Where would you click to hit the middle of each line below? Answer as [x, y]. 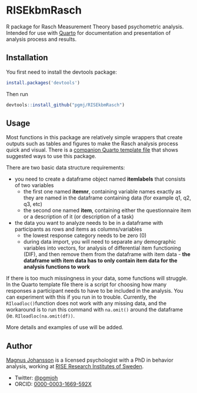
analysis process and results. [41, 39]
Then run [17, 94]
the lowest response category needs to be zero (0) [85, 235]
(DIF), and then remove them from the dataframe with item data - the [107, 254]
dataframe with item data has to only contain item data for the [100, 261]
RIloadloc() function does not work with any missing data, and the [86, 303]
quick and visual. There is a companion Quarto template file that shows [92, 150]
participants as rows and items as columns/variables [78, 229]
